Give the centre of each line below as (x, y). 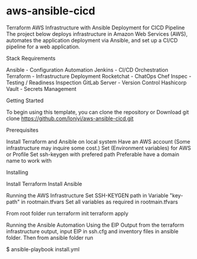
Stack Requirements (31, 58)
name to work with (29, 160)
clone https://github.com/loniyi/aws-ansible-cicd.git (70, 118)
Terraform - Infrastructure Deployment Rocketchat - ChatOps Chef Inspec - (99, 76)
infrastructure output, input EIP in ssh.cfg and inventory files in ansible (92, 231)
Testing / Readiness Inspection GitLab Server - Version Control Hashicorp (96, 83)
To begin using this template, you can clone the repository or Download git (98, 112)
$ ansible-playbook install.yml (43, 249)
